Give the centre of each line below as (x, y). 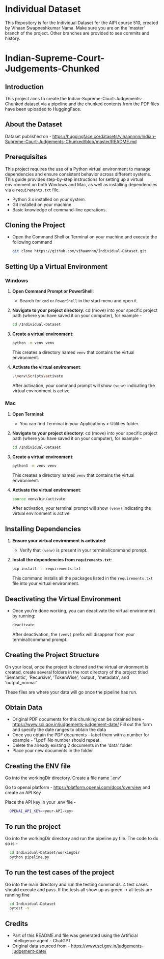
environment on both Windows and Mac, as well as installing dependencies (81, 184)
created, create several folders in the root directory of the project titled (77, 672)
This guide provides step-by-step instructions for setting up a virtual (74, 179)
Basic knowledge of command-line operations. (59, 209)
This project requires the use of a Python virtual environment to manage (78, 169)
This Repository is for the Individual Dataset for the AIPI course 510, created (82, 23)
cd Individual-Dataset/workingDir (45, 852)
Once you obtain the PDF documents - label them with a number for (81, 735)
